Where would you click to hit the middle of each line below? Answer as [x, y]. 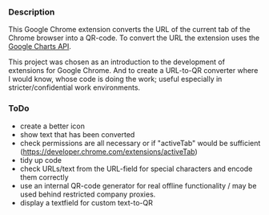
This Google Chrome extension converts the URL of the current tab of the [129, 30]
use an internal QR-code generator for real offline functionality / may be [138, 185]
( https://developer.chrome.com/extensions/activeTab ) [108, 152]
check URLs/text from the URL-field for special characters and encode [136, 168]
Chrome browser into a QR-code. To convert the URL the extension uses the [134, 38]
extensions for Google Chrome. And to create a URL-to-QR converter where [133, 71]
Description [32, 12]
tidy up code [41, 160]
